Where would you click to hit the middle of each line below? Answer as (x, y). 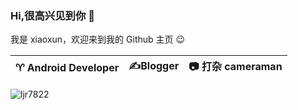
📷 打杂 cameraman (235, 67)
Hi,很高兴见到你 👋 (52, 15)
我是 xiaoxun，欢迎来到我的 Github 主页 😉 (98, 39)
